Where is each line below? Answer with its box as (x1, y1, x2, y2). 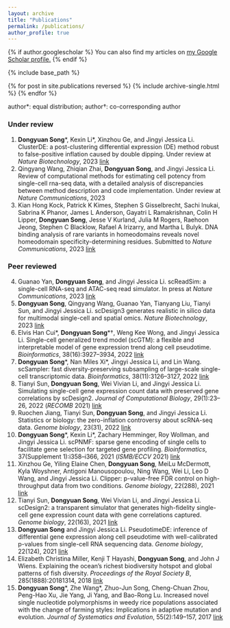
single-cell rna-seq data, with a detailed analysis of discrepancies (17, 179, 204, 187)
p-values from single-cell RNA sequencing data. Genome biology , (17, 539, 204, 548)
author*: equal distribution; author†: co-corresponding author (8, 102, 181, 111)
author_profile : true (8, 29, 70, 36)
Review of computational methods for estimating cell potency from (17, 172, 206, 180)
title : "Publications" (8, 16, 73, 23)
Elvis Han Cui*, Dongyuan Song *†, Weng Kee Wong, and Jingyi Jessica (17, 328, 220, 336)
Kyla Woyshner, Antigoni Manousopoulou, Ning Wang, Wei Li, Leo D (17, 467, 209, 475)
